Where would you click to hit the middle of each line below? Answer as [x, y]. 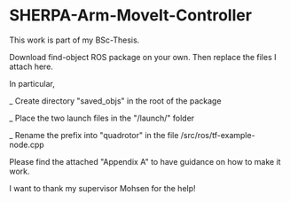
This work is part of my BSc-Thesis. [74, 40]
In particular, [32, 83]
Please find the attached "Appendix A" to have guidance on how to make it [145, 161]
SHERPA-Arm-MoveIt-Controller [131, 16]
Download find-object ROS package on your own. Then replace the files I [143, 57]
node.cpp [27, 144]
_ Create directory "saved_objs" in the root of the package [115, 101]
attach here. [31, 66]
